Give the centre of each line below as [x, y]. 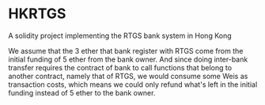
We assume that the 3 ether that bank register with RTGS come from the [126, 51]
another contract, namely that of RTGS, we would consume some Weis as [128, 76]
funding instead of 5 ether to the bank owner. [82, 92]
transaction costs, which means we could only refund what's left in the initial [133, 84]
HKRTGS [37, 14]
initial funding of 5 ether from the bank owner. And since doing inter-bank [128, 59]
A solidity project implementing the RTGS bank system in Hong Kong [120, 36]
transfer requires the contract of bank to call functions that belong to [120, 67]
